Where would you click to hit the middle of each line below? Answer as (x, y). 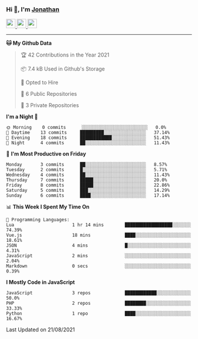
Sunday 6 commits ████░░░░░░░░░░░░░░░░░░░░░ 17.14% (88, 196)
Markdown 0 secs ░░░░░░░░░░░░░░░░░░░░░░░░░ (99, 266)
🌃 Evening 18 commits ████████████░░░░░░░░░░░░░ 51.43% (88, 138)
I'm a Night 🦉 (22, 117)
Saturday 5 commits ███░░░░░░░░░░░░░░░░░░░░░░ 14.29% (88, 191)
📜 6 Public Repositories (49, 94)
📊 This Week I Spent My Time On (48, 207)
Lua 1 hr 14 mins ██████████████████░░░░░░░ (99, 225)
